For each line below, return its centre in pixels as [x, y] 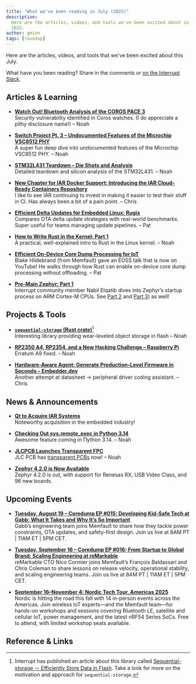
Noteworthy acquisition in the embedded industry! [75, 422]
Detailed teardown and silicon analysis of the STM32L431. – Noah [93, 171]
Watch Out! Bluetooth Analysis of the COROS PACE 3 [80, 111]
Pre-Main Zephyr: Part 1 [44, 284]
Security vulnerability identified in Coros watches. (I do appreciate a [96, 118]
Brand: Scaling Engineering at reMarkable [66, 555]
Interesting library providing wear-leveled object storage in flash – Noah [101, 336]
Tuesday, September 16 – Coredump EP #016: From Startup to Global [99, 550]
